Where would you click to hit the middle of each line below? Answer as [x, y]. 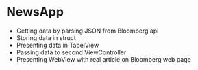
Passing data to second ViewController [71, 52]
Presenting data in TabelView [58, 45]
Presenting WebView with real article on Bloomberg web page [103, 59]
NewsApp [35, 12]
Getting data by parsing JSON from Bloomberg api [87, 31]
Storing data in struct [46, 37]
